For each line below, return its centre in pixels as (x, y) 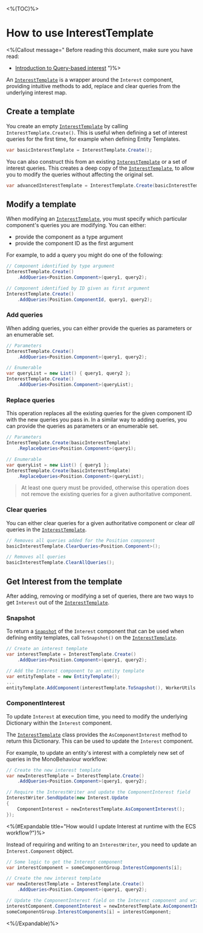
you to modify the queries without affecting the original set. (80, 174)
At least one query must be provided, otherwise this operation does (105, 488)
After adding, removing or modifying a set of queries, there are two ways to (100, 596)
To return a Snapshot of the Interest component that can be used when (95, 631)
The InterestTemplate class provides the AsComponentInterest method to (97, 734)
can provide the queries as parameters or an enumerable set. (82, 426)
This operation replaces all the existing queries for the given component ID (99, 413)
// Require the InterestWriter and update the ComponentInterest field (98, 792)
